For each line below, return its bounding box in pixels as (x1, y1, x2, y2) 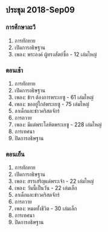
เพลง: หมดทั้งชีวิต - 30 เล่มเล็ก (14, 205, 77, 212)
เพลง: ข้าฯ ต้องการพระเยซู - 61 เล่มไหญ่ (14, 94, 94, 101)
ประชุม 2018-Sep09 (5, 5, 75, 15)
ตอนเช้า (5, 66, 24, 75)
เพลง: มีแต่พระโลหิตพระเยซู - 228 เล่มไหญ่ (14, 121, 102, 128)
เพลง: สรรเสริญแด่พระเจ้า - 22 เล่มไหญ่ (14, 177, 94, 185)
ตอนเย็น (5, 150, 25, 159)
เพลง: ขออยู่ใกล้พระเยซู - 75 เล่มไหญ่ (14, 100, 90, 107)
